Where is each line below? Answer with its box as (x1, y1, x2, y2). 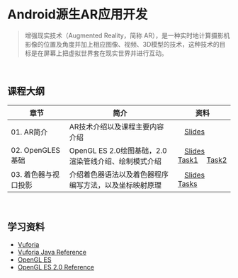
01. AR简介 (11, 127, 48, 137)
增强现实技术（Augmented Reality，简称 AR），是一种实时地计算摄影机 (24, 31, 230, 40)
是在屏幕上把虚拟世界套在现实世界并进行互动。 (30, 49, 168, 57)
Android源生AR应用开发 (7, 6, 148, 23)
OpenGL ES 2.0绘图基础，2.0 (69, 146, 168, 156)
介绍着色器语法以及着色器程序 (69, 169, 169, 179)
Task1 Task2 (177, 155, 227, 165)
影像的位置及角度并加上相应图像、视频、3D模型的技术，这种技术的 (24, 40, 220, 48)
